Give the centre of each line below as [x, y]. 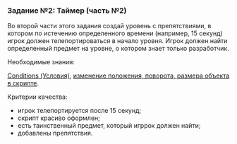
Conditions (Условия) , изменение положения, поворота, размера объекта [119, 76]
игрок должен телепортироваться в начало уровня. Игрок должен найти [117, 41]
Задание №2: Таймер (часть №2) [67, 11]
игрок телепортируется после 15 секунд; [79, 111]
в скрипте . [23, 83]
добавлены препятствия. [55, 133]
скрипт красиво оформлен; [59, 118]
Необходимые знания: [41, 62]
